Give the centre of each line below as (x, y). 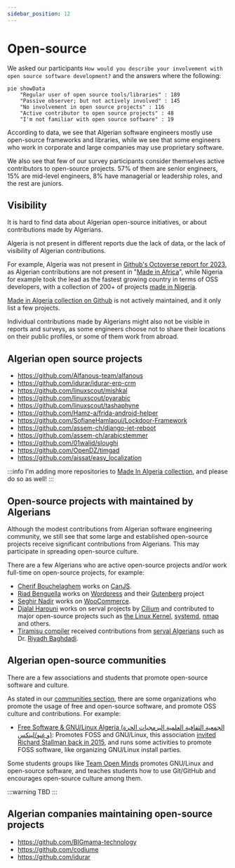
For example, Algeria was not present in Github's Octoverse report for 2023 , (117, 264)
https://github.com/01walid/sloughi (68, 443)
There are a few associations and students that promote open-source (108, 677)
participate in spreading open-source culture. (73, 551)
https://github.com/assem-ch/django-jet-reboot (87, 428)
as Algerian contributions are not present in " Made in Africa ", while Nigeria (115, 272)
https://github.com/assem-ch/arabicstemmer (83, 435)
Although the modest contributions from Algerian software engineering (110, 529)
